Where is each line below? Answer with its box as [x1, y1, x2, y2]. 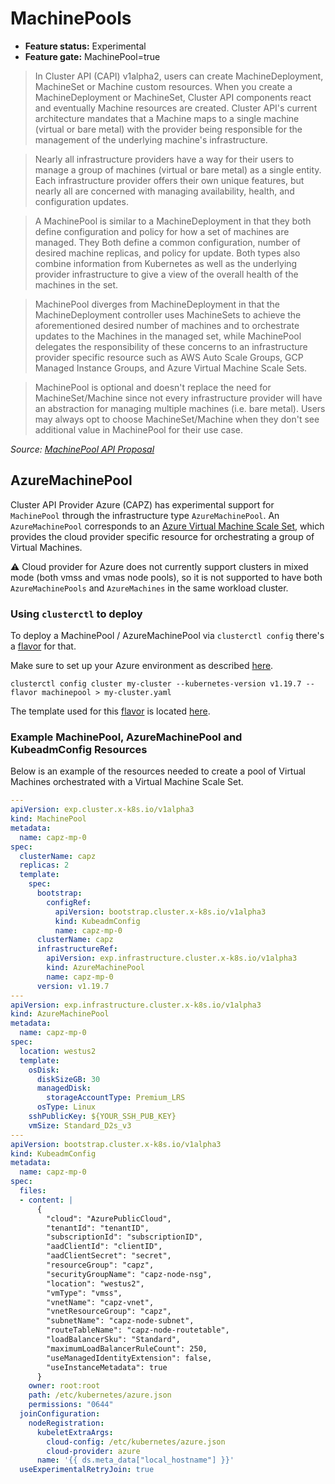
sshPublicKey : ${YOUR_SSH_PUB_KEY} [28, 1112, 177, 1122]
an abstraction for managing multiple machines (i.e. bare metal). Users [34, 402, 326, 414]
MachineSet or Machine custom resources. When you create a [34, 80, 293, 92]
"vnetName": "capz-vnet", [46, 1297, 155, 1307]
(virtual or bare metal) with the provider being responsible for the [34, 123, 303, 135]
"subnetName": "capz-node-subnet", [46, 1316, 195, 1326]
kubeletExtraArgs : [36, 1427, 114, 1437]
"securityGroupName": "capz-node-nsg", [46, 1269, 213, 1279]
